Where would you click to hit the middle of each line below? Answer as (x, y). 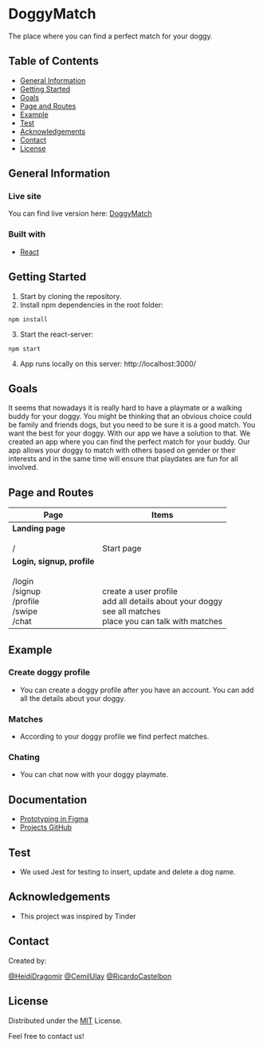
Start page (122, 548)
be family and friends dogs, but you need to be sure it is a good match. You (132, 425)
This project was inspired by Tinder (78, 916)
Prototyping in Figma (54, 819)
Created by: (27, 961)
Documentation (48, 800)
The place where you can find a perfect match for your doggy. (110, 36)
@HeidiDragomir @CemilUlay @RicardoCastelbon (90, 976)
